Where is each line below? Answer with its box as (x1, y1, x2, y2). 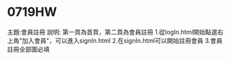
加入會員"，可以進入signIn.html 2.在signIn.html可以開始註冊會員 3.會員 (21, 36, 223, 45)
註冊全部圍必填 (7, 45, 50, 53)
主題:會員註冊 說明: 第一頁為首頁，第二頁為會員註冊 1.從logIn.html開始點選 (7, 28, 218, 36)
